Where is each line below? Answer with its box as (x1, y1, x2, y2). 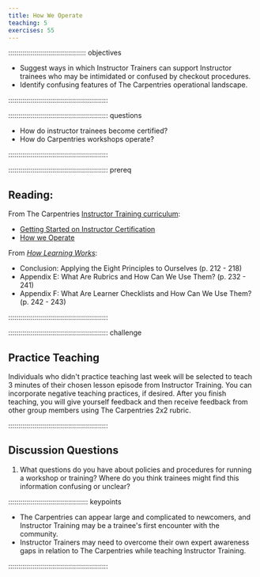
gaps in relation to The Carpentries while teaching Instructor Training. (19, 545, 247, 555)
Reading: (8, 188, 54, 202)
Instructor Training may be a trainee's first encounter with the (19, 520, 220, 530)
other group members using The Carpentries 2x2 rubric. (8, 405, 191, 415)
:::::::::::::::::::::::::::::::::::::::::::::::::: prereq (8, 165, 132, 175)
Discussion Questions (8, 444, 119, 457)
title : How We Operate (8, 11, 83, 20)
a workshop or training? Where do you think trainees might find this (19, 473, 239, 483)
